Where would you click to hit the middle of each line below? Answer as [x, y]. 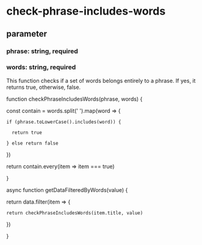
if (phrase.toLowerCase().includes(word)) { [64, 122]
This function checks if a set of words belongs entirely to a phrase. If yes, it [101, 80]
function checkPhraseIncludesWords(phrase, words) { [74, 99]
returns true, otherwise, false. [44, 87]
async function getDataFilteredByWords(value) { [67, 190]
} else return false [33, 143]
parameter [27, 34]
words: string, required [41, 67]
